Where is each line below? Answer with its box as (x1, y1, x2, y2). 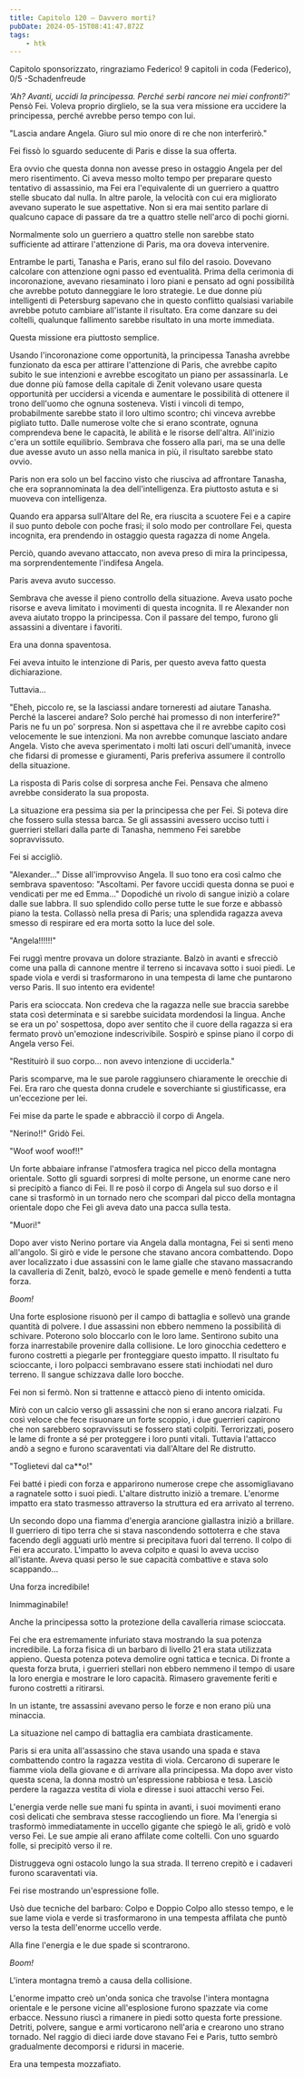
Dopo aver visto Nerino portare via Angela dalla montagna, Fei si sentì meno (9, 1237, 294, 1248)
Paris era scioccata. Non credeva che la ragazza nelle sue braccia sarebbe (9, 999, 289, 1010)
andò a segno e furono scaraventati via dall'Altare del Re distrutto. (9, 1444, 257, 1455)
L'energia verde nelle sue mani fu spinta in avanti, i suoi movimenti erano (9, 1801, 281, 1812)
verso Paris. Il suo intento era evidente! (9, 982, 156, 993)
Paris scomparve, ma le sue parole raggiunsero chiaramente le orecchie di (9, 1073, 288, 1084)
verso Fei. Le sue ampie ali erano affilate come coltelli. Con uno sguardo (9, 1830, 279, 1841)
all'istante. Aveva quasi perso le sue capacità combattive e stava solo (9, 1554, 270, 1566)
